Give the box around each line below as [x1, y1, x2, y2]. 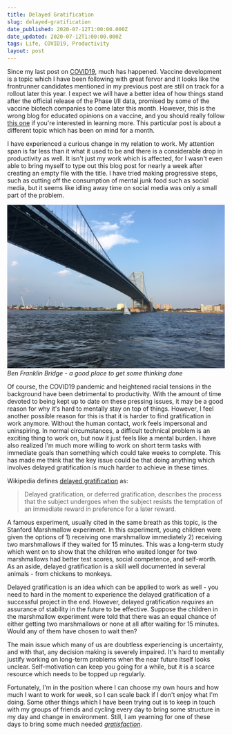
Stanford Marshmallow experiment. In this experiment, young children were [7, 525, 222, 534]
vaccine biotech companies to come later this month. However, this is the [7, 104, 215, 112]
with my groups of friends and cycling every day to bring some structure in [7, 705, 220, 714]
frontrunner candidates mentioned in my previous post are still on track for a [7, 82, 224, 90]
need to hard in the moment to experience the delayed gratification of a [7, 590, 211, 598]
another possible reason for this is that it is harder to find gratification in [7, 412, 211, 420]
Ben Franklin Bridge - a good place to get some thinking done [7, 369, 183, 377]
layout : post [7, 48, 45, 55]
